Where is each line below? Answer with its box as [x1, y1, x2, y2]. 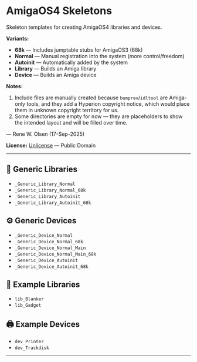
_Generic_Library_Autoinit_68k [14, 200, 91, 206]
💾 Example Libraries [6, 279, 80, 289]
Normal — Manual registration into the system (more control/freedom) [14, 52, 185, 59]
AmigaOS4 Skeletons [6, 4, 113, 18]
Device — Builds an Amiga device [14, 71, 97, 78]
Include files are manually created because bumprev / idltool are [14, 94, 168, 101]
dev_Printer [14, 339, 44, 345]
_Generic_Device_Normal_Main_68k [14, 251, 97, 257]
